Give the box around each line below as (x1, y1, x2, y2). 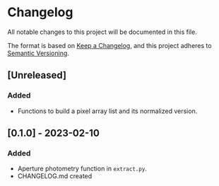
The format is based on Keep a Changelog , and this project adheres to (7, 41, 212, 50)
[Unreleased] (7, 69, 67, 81)
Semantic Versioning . (7, 49, 69, 57)
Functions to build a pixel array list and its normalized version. (17, 107, 198, 115)
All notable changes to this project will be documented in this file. (7, 28, 198, 36)
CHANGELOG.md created (17, 172, 93, 180)
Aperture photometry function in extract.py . (17, 164, 147, 173)
